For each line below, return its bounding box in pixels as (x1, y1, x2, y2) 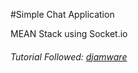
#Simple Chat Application (10, 9, 115, 20)
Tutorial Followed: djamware (10, 50, 128, 63)
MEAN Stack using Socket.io (10, 28, 128, 39)
